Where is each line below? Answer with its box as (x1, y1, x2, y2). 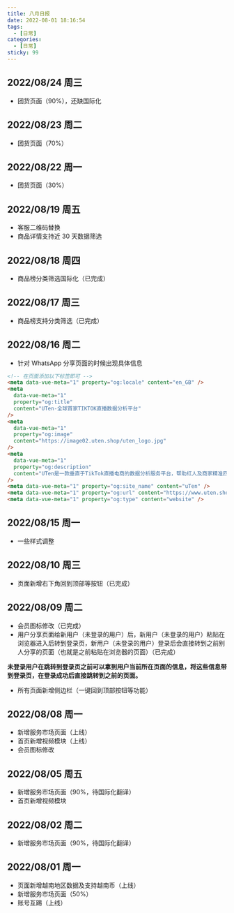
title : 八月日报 (7, 10, 50, 17)
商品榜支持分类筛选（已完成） (17, 316, 103, 325)
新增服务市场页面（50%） (17, 889, 93, 898)
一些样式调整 (17, 537, 54, 545)
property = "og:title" (13, 399, 73, 406)
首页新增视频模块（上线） (17, 737, 91, 745)
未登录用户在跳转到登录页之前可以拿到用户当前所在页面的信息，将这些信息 (7, 662, 221, 671)
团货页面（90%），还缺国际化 (17, 96, 102, 105)
